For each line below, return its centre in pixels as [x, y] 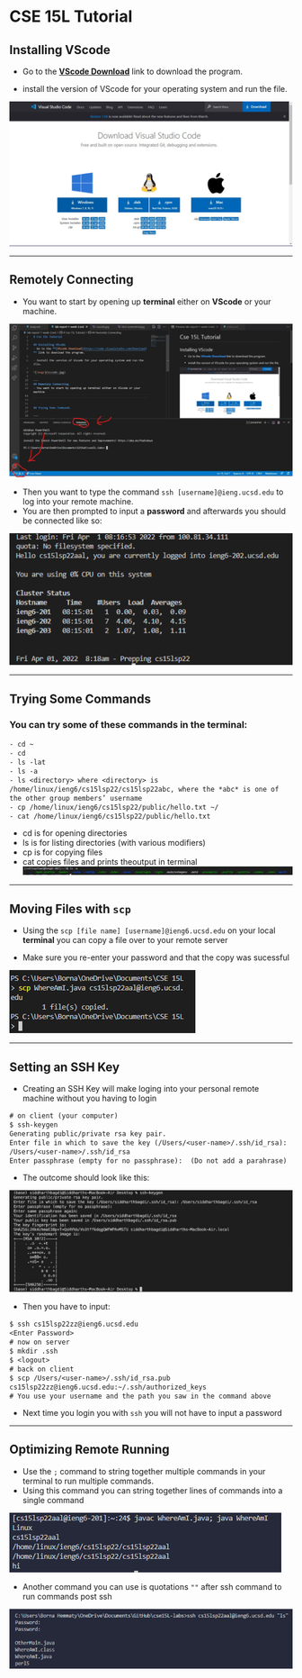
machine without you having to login [89, 1098]
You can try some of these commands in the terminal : [129, 724]
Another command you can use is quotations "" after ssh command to [152, 1586]
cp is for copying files [62, 852]
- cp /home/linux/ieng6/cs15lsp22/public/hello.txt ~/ [114, 807]
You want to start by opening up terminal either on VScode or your [147, 301]
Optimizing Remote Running [89, 1450]
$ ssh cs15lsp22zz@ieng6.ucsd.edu [74, 1324]
